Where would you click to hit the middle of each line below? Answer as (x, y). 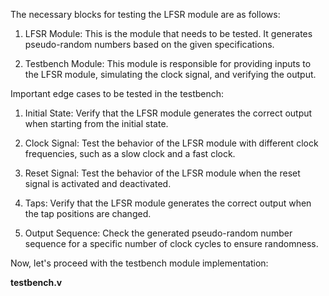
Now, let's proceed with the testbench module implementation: (139, 263)
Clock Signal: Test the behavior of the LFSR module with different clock (171, 143)
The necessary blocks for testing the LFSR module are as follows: (145, 14)
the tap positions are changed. (88, 213)
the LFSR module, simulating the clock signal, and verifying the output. (170, 74)
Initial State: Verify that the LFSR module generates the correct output (168, 113)
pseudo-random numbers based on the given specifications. (149, 44)
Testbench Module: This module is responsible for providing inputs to (168, 63)
